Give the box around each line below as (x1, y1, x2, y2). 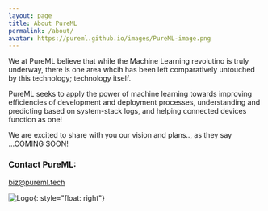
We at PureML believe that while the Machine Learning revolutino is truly (8, 56, 249, 66)
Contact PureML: (8, 159, 77, 170)
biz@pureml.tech (8, 177, 65, 187)
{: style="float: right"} (33, 192, 105, 202)
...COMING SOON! (8, 139, 69, 149)
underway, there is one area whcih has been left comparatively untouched (8, 65, 256, 75)
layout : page (8, 11, 52, 20)
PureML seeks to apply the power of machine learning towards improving (8, 89, 253, 99)
